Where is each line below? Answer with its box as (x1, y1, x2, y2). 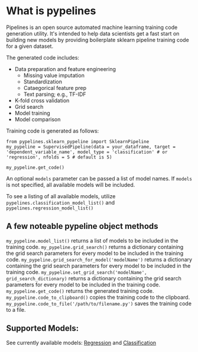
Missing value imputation (23, 72, 85, 79)
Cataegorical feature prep (23, 84, 87, 91)
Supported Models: (6, 324, 79, 334)
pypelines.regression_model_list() (6, 205, 94, 211)
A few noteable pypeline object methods (6, 221, 158, 231)
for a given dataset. (6, 43, 54, 50)
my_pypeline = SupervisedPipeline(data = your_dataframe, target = (6, 144, 176, 150)
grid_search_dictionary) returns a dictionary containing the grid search (6, 275, 182, 282)
